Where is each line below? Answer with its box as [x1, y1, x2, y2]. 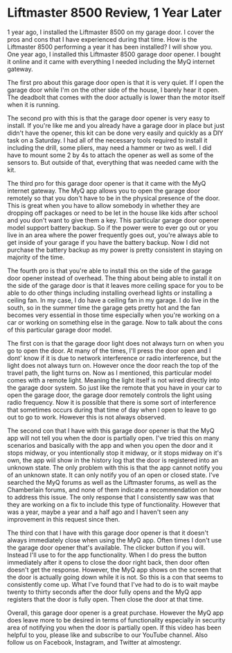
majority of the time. [7, 252, 65, 261]
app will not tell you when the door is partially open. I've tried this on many [7, 433, 220, 442]
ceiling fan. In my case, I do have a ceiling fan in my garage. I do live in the [7, 296, 220, 304]
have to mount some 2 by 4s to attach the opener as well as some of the [7, 151, 214, 159]
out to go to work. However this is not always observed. [7, 412, 166, 421]
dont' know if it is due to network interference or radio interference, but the [7, 353, 222, 362]
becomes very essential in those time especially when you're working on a [7, 311, 220, 319]
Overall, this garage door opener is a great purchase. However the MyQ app [7, 608, 224, 617]
